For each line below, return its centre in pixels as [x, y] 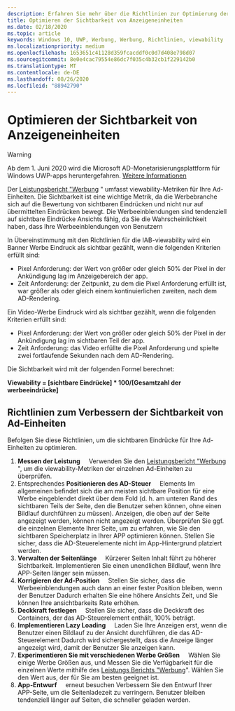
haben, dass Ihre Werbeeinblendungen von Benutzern [85, 227]
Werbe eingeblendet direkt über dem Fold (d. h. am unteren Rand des [117, 498]
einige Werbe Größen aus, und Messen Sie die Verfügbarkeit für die [115, 663]
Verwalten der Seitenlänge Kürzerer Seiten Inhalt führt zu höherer [117, 558]
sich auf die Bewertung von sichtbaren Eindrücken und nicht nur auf [106, 204]
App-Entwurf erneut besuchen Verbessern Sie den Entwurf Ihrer [115, 685]
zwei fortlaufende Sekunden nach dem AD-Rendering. [95, 356]
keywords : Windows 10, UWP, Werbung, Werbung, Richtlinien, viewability [115, 40]
